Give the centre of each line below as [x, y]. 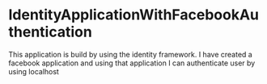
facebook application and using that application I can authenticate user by [132, 63]
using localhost [34, 71]
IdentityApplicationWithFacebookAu [134, 15]
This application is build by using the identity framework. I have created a [130, 54]
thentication [51, 32]
